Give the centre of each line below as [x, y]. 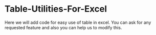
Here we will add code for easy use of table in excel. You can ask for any [78, 22]
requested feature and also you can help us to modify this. [63, 27]
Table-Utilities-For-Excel [56, 9]
